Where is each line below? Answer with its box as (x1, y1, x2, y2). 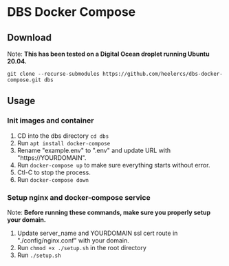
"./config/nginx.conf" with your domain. (17, 236, 129, 245)
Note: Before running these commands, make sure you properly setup (7, 208, 211, 216)
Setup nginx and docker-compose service (7, 192, 151, 202)
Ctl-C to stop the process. (17, 168, 91, 176)
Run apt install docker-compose (17, 139, 111, 147)
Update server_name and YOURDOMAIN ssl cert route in (17, 229, 178, 237)
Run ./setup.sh (17, 251, 61, 259)
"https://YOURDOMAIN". (17, 153, 87, 162)
